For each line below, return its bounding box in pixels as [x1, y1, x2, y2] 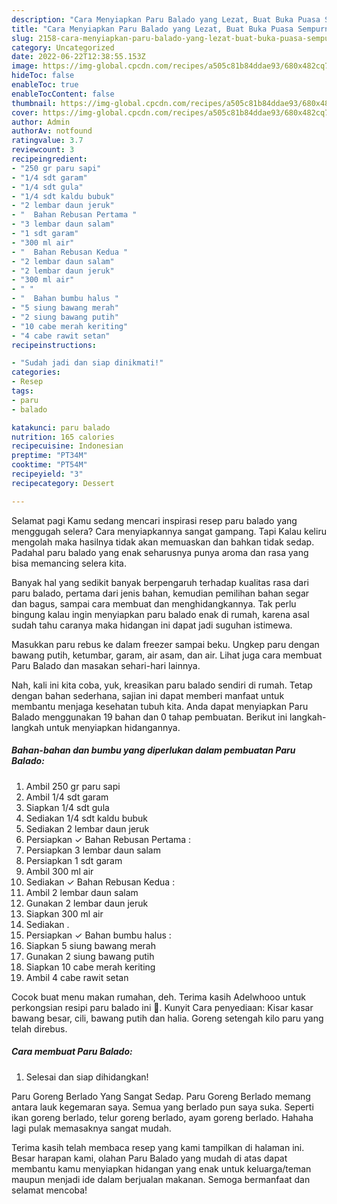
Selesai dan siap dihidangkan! [25, 1071, 149, 1083]
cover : [11, 107, 39, 118]
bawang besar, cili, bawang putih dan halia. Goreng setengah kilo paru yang [11, 1012, 324, 1024]
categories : [11, 367, 61, 378]
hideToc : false [11, 71, 75, 81]
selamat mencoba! [11, 1184, 88, 1196]
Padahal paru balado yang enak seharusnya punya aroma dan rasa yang [11, 546, 309, 558]
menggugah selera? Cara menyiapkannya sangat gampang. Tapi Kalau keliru [11, 525, 327, 537]
